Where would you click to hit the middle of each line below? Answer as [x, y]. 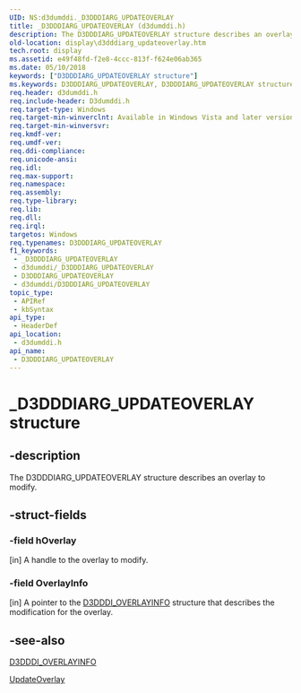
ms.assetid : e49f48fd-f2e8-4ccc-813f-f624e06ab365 [106, 59]
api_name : [28, 351]
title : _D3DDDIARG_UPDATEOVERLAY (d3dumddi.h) [98, 26]
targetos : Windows [43, 234]
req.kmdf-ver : [36, 134]
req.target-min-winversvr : [60, 126]
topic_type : [31, 292]
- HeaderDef [35, 326]
